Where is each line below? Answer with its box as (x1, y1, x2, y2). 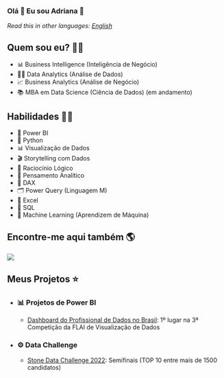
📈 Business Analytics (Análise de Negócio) (16, 78, 140, 86)
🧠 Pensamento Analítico (16, 171, 84, 179)
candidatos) (27, 363, 62, 371)
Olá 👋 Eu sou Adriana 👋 (7, 6, 84, 16)
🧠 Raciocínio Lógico (16, 164, 73, 172)
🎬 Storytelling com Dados (16, 154, 90, 162)
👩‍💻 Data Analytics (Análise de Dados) (16, 70, 123, 78)
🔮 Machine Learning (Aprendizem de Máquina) (16, 211, 149, 219)
